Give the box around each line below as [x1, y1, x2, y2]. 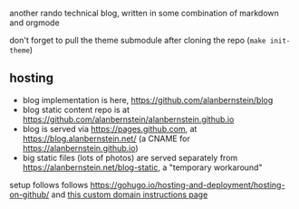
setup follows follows [9, 179, 89, 190]
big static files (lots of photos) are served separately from [22, 152, 238, 163]
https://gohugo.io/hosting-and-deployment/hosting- [90, 179, 285, 190]
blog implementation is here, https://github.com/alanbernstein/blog [22, 94, 274, 105]
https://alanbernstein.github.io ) [22, 142, 139, 153]
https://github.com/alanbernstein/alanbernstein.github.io [22, 113, 235, 125]
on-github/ [9, 189, 50, 200]
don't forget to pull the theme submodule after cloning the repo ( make [9, 35, 266, 45]
